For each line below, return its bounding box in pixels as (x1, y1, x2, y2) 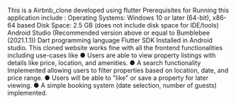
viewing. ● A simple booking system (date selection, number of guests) (7, 81, 218, 89)
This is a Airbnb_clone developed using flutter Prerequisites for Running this (7, 6, 229, 14)
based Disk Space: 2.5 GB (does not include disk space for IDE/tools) (16, 21, 220, 29)
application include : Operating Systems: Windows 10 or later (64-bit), (7, 13, 211, 22)
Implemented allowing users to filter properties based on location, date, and (7, 67, 229, 74)
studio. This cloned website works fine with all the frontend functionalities (7, 44, 223, 52)
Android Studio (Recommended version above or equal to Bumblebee (7, 28, 210, 37)
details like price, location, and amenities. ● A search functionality (7, 59, 201, 67)
